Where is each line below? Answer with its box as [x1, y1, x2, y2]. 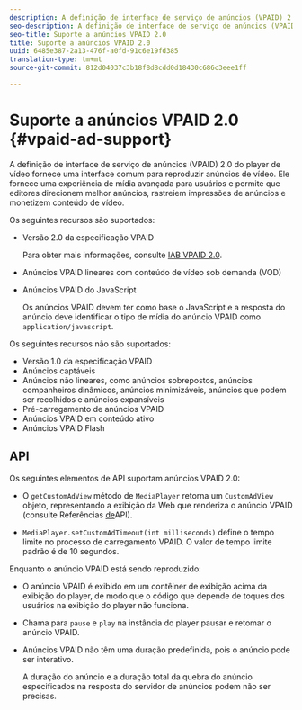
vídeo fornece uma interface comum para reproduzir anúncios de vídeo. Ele [9, 168, 290, 179]
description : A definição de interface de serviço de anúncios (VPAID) [9, 13, 283, 22]
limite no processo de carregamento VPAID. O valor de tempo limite [22, 536, 272, 547]
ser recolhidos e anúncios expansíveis [22, 393, 164, 405]
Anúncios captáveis [22, 365, 96, 376]
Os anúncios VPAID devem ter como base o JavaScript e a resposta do [22, 301, 286, 312]
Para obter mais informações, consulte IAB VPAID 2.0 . [22, 249, 223, 260]
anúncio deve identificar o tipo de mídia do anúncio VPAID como [22, 311, 262, 322]
